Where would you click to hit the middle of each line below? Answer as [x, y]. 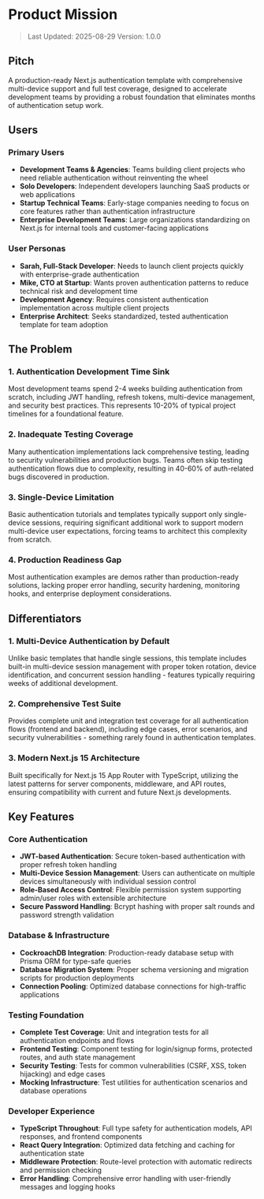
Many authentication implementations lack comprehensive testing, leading [129, 452]
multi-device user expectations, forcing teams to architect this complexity [128, 531]
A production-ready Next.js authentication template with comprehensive [125, 80]
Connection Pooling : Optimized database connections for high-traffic [133, 986]
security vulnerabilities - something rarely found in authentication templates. [132, 738]
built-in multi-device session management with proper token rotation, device [132, 667]
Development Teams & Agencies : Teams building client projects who [132, 169]
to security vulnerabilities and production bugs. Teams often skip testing [125, 460]
